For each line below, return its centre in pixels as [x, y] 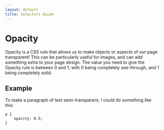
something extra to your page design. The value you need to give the [75, 62]
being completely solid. [29, 73]
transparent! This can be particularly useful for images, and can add [74, 57]
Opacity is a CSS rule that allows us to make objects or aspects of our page [82, 52]
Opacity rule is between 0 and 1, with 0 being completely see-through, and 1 [82, 68]
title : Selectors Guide [29, 14]
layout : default [22, 10]
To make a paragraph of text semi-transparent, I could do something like [78, 100]
